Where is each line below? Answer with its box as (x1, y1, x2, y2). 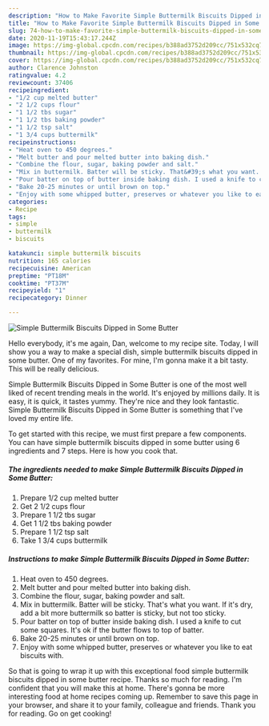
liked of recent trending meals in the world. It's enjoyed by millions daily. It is (8, 388, 260, 397)
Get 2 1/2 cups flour (19, 501, 86, 511)
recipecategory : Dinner (8, 294, 88, 303)
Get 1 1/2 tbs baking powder (19, 518, 112, 528)
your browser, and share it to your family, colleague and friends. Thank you (8, 700, 256, 709)
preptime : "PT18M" (8, 271, 70, 280)
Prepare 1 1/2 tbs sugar (19, 510, 96, 519)
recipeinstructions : (8, 138, 78, 146)
